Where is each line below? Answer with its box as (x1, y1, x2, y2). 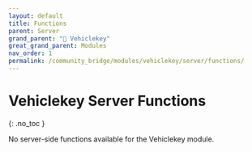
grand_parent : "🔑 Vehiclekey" (8, 34, 111, 43)
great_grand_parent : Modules (8, 42, 107, 50)
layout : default (8, 11, 63, 20)
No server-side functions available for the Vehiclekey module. (8, 134, 215, 144)
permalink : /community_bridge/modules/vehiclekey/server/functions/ (8, 57, 245, 65)
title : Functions (8, 19, 67, 27)
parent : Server (8, 27, 60, 35)
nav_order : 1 (8, 49, 53, 57)
